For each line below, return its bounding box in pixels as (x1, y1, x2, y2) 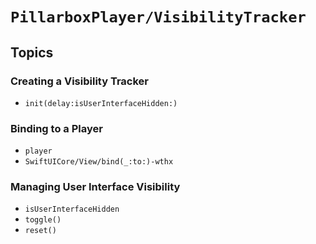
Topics (10, 44, 54, 61)
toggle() (24, 215, 62, 225)
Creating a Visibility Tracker (10, 74, 149, 88)
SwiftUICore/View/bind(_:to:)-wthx (24, 157, 174, 167)
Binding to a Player (10, 121, 103, 135)
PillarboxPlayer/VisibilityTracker (10, 8, 307, 27)
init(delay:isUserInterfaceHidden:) (24, 98, 178, 108)
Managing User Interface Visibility (10, 180, 181, 194)
